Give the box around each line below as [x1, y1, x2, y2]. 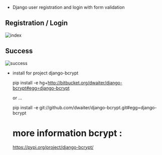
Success [5, 47, 33, 55]
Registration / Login [5, 19, 68, 27]
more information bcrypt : [12, 127, 122, 139]
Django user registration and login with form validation [12, 5, 125, 10]
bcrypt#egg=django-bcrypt [12, 85, 70, 91]
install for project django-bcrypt [12, 70, 79, 76]
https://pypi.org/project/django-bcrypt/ [12, 144, 94, 150]
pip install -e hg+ [12, 80, 48, 86]
